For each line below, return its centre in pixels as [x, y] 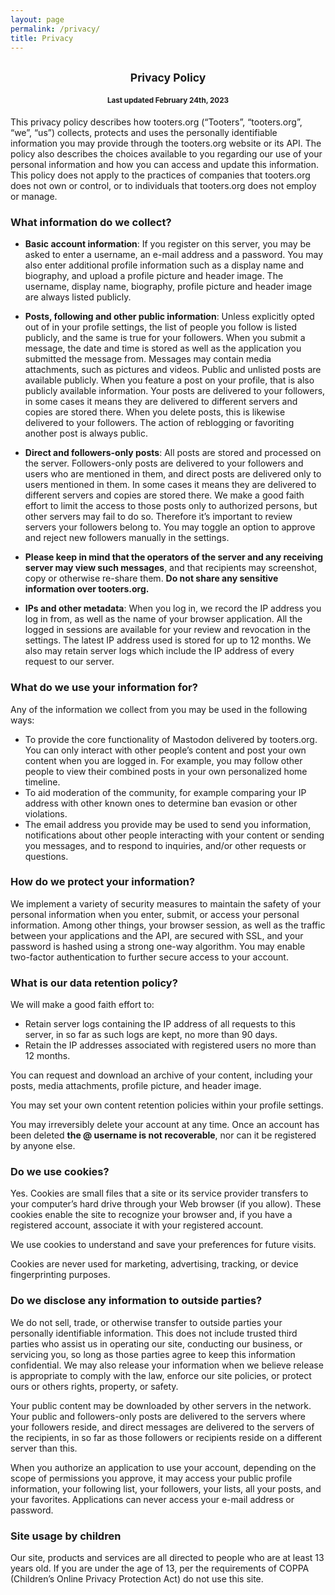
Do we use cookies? [60, 1172]
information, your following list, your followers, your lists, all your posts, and [166, 1488]
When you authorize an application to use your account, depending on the [163, 1467]
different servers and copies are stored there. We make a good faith [164, 495]
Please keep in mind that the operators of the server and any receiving [174, 557]
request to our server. [69, 662]
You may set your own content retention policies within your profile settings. [167, 1105]
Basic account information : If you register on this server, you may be [168, 244]
